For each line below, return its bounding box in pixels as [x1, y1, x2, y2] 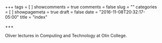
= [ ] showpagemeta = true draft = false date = [5, 9, 98, 15]
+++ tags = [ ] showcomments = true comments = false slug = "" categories [5, 4, 157, 10]
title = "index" [20, 14, 48, 20]
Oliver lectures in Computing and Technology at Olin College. [5, 33, 127, 38]
